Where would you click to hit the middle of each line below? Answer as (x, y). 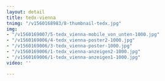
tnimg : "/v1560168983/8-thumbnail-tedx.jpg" (64, 23)
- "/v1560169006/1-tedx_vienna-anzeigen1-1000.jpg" (73, 57)
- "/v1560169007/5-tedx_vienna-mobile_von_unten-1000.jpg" (83, 35)
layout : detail (26, 12)
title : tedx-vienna (31, 18)
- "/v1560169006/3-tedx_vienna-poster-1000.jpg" (69, 46)
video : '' (19, 63)
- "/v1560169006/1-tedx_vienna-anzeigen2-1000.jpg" (73, 52)
